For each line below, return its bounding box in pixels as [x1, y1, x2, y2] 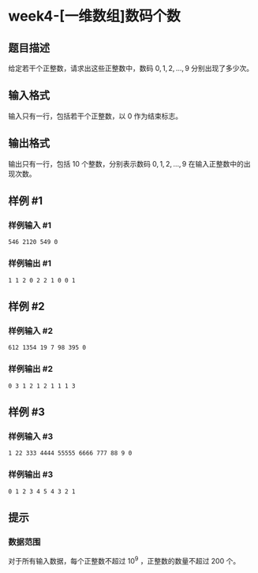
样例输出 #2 [8, 364, 54, 375]
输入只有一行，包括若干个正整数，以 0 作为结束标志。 [8, 111, 183, 121]
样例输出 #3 [8, 469, 54, 480]
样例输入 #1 [8, 219, 51, 230]
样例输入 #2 [8, 325, 54, 336]
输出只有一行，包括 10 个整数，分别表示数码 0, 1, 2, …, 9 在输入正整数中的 [8, 159, 245, 168]
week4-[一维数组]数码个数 [8, 7, 181, 25]
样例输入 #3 [8, 431, 54, 442]
